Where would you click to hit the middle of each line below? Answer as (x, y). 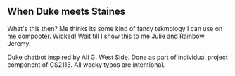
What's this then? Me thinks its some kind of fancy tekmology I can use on (115, 28)
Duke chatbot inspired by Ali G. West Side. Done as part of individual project (118, 57)
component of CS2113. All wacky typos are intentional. (86, 64)
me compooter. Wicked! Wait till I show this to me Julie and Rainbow (106, 36)
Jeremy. (19, 43)
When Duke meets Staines (66, 12)
